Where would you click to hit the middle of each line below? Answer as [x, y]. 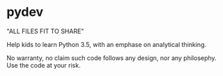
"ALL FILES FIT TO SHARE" [45, 31]
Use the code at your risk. [44, 65]
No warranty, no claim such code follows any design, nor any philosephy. [111, 58]
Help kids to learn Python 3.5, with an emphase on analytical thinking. [107, 44]
